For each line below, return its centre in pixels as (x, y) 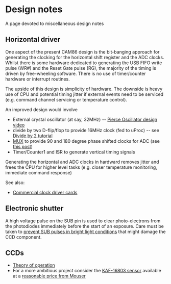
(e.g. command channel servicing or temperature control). (66, 99)
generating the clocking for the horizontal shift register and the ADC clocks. (85, 57)
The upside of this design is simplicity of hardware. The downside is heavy (84, 89)
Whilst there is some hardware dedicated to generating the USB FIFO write (84, 63)
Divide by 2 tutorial (32, 136)
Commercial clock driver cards (45, 192)
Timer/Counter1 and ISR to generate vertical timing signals (74, 152)
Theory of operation (34, 265)
